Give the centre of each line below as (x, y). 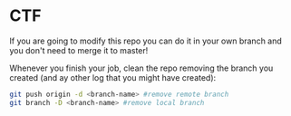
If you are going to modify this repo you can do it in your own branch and (146, 41)
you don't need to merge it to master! (79, 50)
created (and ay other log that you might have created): (113, 77)
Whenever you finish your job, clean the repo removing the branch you (141, 68)
